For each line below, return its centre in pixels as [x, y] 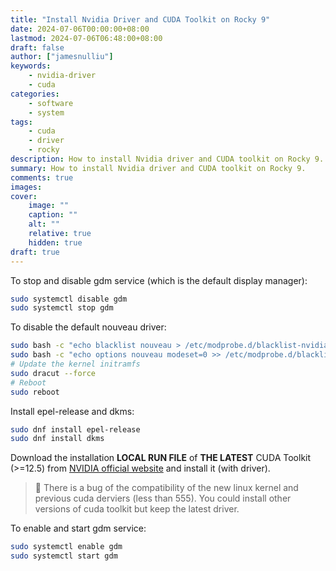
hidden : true [55, 242]
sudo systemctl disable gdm [69, 299]
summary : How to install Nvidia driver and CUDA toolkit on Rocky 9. [158, 168]
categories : [35, 94]
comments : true [42, 177]
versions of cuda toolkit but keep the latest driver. [137, 509]
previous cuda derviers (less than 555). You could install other [163, 498]
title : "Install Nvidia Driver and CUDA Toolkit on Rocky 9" [140, 19]
